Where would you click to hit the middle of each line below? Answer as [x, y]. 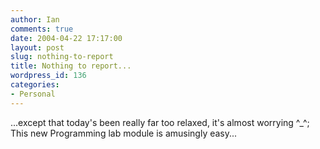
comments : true [42, 29]
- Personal [33, 94]
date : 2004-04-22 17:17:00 [66, 38]
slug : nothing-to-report [62, 57]
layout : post [37, 47]
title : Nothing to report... [71, 66]
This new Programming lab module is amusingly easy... [124, 133]
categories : [35, 85]
